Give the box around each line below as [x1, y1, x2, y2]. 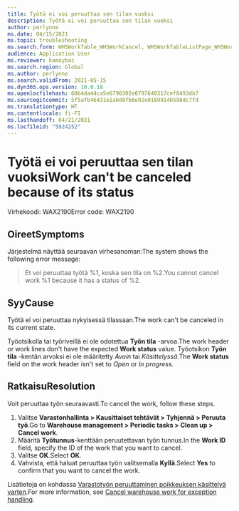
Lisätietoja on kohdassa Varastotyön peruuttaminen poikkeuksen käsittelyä [7, 480, 226, 488]
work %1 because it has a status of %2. [24, 276, 141, 285]
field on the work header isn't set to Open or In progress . [7, 360, 174, 368]
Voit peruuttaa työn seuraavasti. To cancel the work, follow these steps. [7, 399, 216, 408]
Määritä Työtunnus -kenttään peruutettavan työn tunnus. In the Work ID [17, 435, 226, 444]
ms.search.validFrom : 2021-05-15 [7, 76, 107, 84]
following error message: [7, 254, 80, 264]
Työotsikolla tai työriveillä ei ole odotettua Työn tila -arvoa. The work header [7, 337, 229, 346]
